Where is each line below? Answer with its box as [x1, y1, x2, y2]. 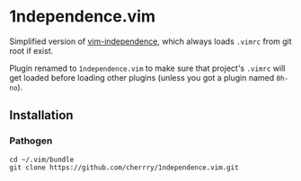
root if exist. [9, 45, 54, 56]
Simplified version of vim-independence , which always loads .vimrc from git [9, 36, 292, 47]
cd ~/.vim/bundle [9, 155, 75, 164]
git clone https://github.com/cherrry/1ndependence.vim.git [9, 163, 240, 172]
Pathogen [9, 134, 53, 147]
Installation [9, 108, 74, 123]
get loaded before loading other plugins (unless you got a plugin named [9, 72, 275, 82]
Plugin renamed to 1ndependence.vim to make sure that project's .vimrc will [9, 63, 286, 73]
